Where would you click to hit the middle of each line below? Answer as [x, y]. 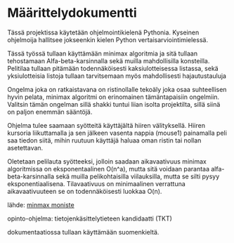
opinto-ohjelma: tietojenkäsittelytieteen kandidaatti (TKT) [90, 218]
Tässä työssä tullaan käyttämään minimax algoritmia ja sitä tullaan [103, 53]
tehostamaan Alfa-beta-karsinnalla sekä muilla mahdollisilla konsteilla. [109, 60]
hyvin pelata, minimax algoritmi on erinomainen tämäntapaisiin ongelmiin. [113, 97]
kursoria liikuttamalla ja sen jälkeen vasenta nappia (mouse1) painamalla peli [117, 133]
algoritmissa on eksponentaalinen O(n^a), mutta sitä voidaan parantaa [108, 169]
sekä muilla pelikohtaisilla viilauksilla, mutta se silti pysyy [138, 176]
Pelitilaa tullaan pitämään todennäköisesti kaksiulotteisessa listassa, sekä [113, 68]
